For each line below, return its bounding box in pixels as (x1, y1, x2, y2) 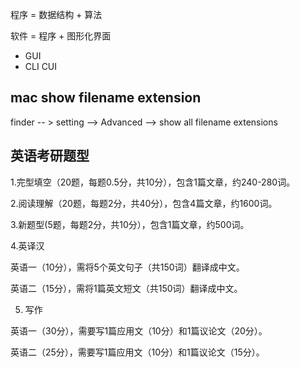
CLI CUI (24, 61, 58, 72)
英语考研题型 (10, 148, 90, 165)
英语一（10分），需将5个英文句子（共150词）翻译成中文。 (10, 261, 245, 273)
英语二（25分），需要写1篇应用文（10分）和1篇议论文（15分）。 (10, 346, 265, 358)
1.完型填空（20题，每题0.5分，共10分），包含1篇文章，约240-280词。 (10, 176, 296, 188)
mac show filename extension (10, 89, 202, 107)
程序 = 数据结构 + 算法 (10, 9, 103, 20)
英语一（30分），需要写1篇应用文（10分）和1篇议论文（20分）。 (10, 324, 268, 337)
